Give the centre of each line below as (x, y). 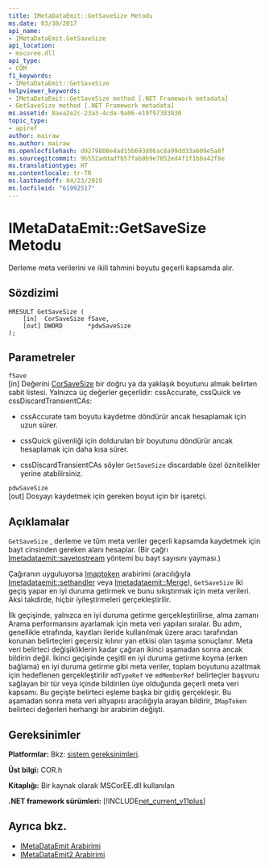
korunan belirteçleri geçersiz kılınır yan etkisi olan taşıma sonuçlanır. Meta (131, 641)
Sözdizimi (33, 293)
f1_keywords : (30, 76)
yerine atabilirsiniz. (51, 473)
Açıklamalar (39, 521)
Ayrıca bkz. (37, 826)
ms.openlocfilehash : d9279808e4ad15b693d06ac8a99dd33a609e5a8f (117, 151)
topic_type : (28, 121)
